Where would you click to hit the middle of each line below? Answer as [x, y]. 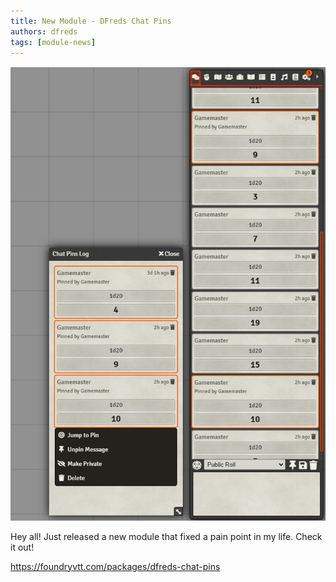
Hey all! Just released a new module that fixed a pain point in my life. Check [166, 536]
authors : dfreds [44, 31]
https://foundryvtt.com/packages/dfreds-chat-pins [115, 566]
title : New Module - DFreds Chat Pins [91, 21]
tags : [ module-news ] [53, 42]
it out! [22, 547]
